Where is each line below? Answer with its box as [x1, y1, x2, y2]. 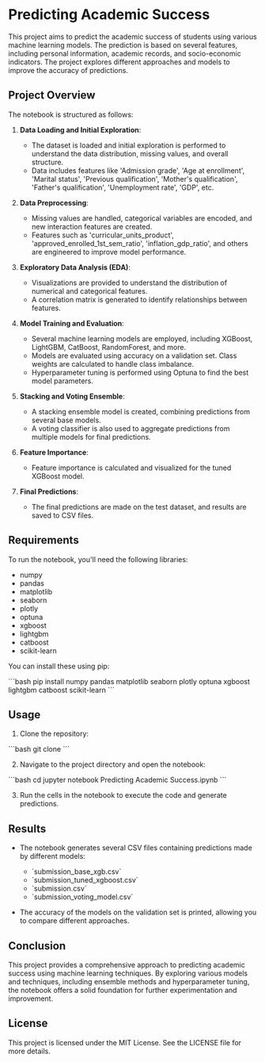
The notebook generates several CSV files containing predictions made [19, 843, 253, 852]
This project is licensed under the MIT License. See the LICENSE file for [8, 1037, 242, 1047]
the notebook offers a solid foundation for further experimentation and [8, 986, 237, 995]
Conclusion [8, 939, 66, 952]
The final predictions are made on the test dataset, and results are [31, 502, 247, 511]
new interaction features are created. [31, 221, 153, 231]
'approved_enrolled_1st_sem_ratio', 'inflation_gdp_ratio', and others [31, 238, 248, 248]
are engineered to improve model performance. [31, 247, 187, 256]
